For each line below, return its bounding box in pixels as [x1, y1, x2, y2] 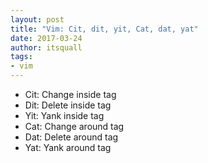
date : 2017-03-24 [10, 33, 83, 43]
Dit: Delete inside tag [24, 99, 112, 111]
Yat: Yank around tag [24, 142, 112, 153]
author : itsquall [10, 42, 83, 53]
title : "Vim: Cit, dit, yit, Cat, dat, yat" [10, 24, 199, 34]
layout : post [10, 14, 65, 25]
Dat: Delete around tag [24, 131, 119, 143]
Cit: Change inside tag [24, 89, 117, 100]
